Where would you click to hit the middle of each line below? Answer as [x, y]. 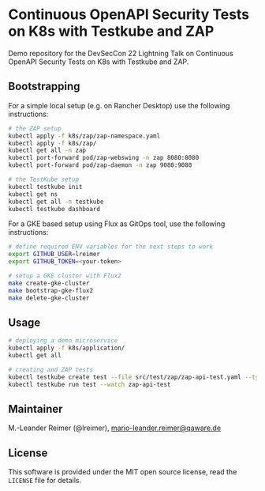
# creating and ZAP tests [50, 369]
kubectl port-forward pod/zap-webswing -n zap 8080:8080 [104, 158]
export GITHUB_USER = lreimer [54, 255]
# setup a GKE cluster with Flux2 [65, 276]
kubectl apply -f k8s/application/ [67, 348]
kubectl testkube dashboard [54, 209]
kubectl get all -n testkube [56, 202]
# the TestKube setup [44, 179]
